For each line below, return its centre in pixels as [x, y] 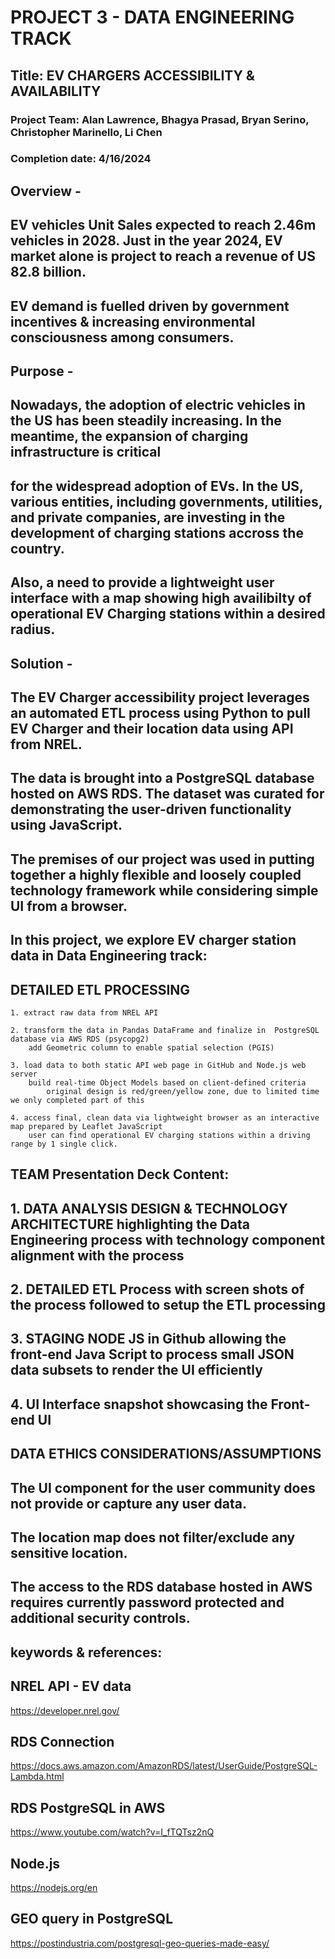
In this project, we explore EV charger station [153, 940]
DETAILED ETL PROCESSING [100, 989]
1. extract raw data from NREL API [84, 1012]
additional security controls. [100, 1618]
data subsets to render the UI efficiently [136, 1370]
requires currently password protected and [147, 1602]
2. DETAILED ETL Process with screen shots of [157, 1289]
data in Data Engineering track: [109, 956]
